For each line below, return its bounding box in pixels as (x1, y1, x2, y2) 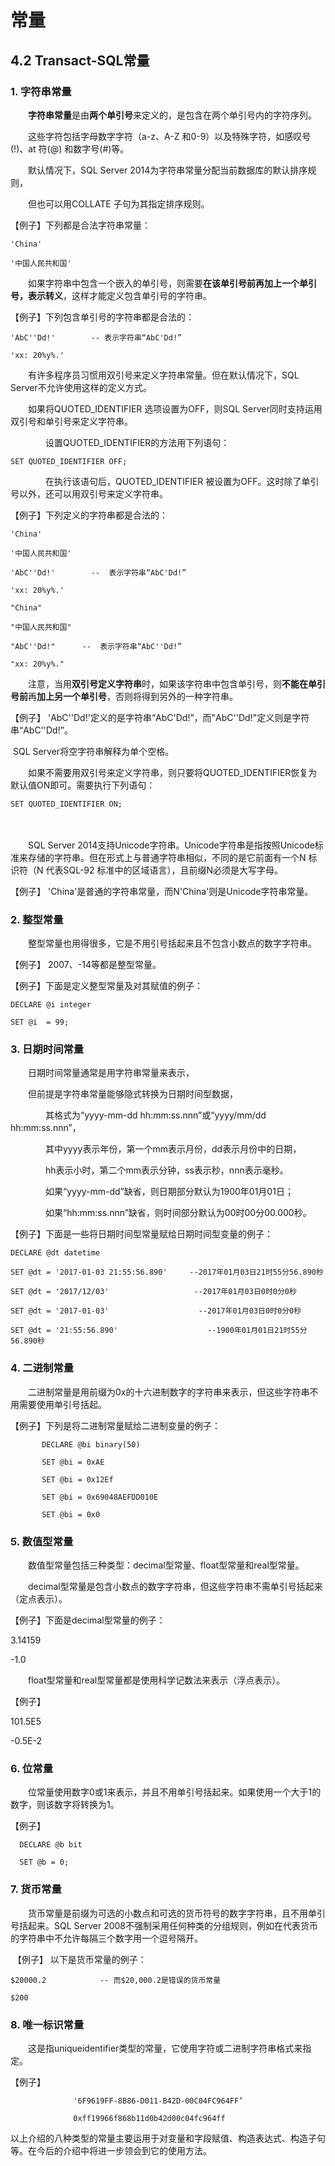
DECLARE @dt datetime (10, 1248, 101, 1258)
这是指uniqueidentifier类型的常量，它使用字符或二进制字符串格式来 (27, 2042, 303, 2054)
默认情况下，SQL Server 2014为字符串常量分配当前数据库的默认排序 (27, 164, 308, 176)
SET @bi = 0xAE (41, 1457, 105, 1467)
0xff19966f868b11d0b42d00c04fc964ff (73, 2113, 226, 2123)
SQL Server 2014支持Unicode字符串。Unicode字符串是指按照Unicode (27, 839, 315, 851)
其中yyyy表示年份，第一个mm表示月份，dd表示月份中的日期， (44, 1143, 302, 1155)
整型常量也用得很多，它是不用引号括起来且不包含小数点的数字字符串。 (27, 937, 317, 950)
